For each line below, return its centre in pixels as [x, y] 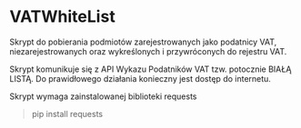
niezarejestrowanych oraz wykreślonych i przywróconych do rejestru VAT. [148, 51]
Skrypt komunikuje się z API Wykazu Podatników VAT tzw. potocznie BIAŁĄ [150, 69]
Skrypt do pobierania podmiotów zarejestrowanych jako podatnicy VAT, [143, 42]
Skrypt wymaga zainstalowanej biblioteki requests [103, 96]
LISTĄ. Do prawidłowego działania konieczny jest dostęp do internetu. [140, 78]
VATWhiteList [62, 17]
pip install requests [67, 113]
